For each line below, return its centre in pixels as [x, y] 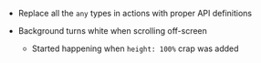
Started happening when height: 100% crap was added [135, 48]
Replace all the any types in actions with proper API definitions [135, 13]
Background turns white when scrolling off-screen [113, 31]
